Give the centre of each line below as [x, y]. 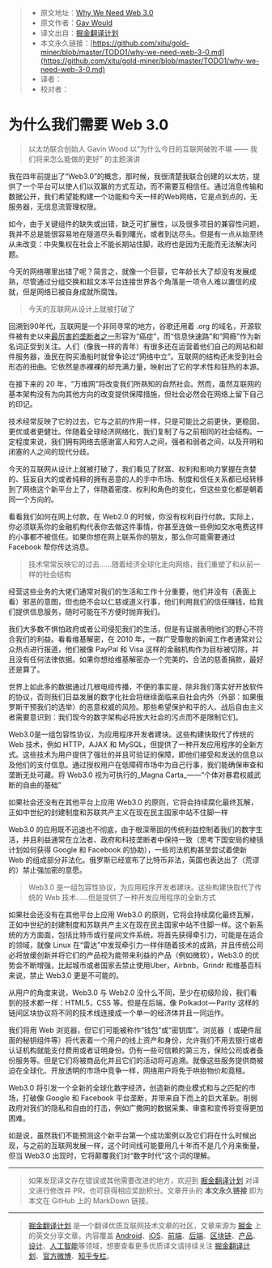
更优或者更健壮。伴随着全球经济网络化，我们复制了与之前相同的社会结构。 [132, 431]
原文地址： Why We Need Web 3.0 [97, 13]
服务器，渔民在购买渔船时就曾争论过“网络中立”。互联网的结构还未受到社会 [139, 356]
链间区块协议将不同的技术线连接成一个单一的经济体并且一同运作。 [118, 1013]
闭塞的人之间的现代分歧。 [51, 451]
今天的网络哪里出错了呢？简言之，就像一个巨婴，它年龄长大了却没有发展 [129, 271]
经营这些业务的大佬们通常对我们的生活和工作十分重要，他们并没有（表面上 [132, 591]
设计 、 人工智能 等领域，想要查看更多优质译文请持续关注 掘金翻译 [136, 1245]
